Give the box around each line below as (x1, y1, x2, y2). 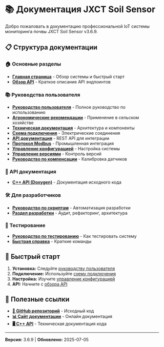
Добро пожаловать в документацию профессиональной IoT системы (5, 23, 150, 29)
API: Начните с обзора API (12, 281, 67, 287)
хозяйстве (12, 120, 34, 125)
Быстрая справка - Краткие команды (12, 238, 92, 244)
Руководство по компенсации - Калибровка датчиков (12, 156, 127, 162)
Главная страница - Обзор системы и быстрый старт (12, 74, 125, 80)
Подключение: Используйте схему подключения (12, 270, 116, 276)
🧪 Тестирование (5, 222, 45, 229)
